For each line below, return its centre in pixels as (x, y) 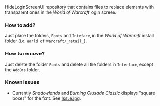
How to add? (20, 25)
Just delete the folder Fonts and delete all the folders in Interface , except (79, 64)
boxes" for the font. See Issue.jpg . (46, 98)
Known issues (22, 82)
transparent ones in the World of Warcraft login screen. (61, 12)
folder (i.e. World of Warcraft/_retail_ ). (46, 41)
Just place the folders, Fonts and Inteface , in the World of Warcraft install (80, 36)
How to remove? (25, 53)
